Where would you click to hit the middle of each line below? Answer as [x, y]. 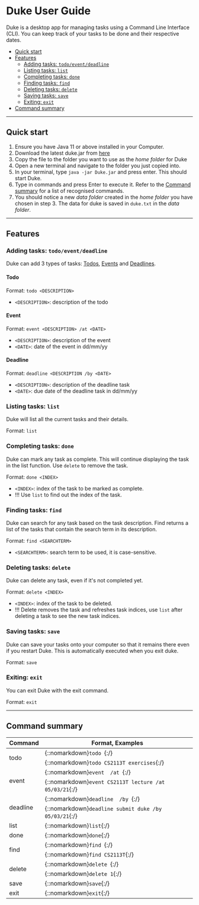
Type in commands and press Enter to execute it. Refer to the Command [103, 184]
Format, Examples [117, 743]
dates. [14, 40]
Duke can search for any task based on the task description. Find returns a [97, 522]
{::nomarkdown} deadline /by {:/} [92, 799]
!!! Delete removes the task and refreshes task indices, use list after [99, 610]
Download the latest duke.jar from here [62, 153]
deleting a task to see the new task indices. [67, 616]
